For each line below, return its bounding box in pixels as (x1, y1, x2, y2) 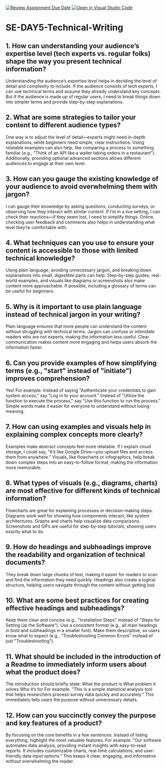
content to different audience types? (5, 121, 121, 130)
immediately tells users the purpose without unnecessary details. (5, 697, 138, 703)
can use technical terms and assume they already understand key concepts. (5, 89, 161, 94)
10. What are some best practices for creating (5, 596, 149, 604)
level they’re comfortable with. (5, 224, 68, 230)
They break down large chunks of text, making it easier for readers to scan (5, 571, 158, 577)
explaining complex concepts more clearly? (5, 430, 143, 439)
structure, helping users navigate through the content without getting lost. (5, 582, 156, 588)
